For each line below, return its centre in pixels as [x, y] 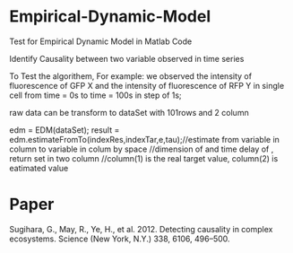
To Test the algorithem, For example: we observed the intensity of [131, 76]
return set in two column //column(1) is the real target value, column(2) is [144, 158]
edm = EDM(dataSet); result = [65, 130]
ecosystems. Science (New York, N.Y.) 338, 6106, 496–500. [120, 239]
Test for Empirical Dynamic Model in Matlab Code [101, 41]
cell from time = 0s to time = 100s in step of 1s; [95, 95]
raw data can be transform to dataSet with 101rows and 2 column [129, 112]
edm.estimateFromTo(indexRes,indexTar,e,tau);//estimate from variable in [145, 139]
